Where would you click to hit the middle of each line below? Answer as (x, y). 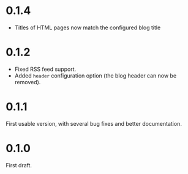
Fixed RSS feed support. (45, 69)
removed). (28, 82)
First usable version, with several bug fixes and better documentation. (94, 123)
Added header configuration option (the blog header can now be (96, 75)
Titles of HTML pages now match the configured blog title (88, 27)
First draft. (19, 165)
